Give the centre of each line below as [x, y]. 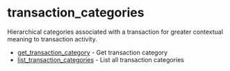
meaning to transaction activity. [52, 39]
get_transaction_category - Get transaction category [92, 52]
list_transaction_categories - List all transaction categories [100, 59]
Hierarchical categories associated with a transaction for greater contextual [115, 32]
